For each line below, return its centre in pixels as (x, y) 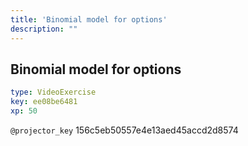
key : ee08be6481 (44, 102)
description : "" (44, 29)
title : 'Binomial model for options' (89, 19)
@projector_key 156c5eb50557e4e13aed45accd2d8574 (124, 130)
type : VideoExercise (53, 92)
